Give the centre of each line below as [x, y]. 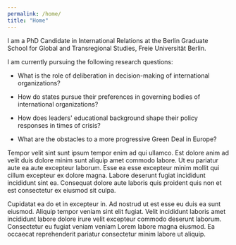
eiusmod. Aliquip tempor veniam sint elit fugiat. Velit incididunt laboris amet [117, 211]
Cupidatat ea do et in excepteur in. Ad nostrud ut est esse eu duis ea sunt [114, 204]
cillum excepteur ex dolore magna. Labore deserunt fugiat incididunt [106, 175]
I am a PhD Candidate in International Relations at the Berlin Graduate [108, 40]
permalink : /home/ [34, 14]
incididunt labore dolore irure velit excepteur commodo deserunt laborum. [114, 219]
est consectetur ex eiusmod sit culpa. [62, 190]
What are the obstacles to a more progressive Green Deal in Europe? [117, 139]
